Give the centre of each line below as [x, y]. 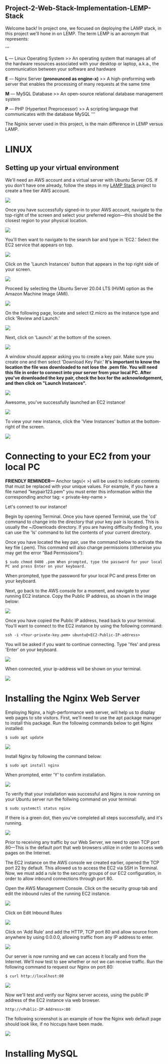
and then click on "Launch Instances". [46, 383]
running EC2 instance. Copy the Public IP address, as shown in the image [81, 596]
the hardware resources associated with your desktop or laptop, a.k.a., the [82, 63]
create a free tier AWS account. [38, 191]
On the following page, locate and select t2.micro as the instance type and [82, 313]
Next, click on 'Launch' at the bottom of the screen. [58, 337]
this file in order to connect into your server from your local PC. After [78, 372]
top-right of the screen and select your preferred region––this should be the [83, 215]
